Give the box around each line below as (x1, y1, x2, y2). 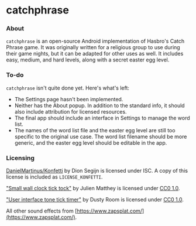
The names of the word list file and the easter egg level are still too (14, 126, 176, 133)
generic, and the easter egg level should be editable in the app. (14, 139, 167, 146)
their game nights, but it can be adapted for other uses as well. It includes (6, 50, 184, 57)
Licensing (6, 153, 35, 162)
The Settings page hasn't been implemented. (14, 95, 123, 102)
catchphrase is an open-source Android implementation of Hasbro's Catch (6, 37, 185, 44)
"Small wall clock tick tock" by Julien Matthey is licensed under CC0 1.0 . (6, 185, 180, 192)
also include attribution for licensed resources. (14, 108, 127, 115)
